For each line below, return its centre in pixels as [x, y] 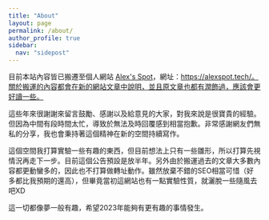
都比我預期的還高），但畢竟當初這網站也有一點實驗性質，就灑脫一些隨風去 [136, 180]
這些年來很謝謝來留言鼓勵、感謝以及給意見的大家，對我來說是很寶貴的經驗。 [134, 114]
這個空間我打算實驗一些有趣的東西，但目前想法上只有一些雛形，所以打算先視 [134, 150]
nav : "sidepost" [42, 53]
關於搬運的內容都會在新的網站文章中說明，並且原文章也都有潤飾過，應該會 [131, 86]
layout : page [30, 23]
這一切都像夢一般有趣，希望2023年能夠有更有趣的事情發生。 [108, 208]
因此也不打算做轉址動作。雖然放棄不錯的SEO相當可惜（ [155, 170]
